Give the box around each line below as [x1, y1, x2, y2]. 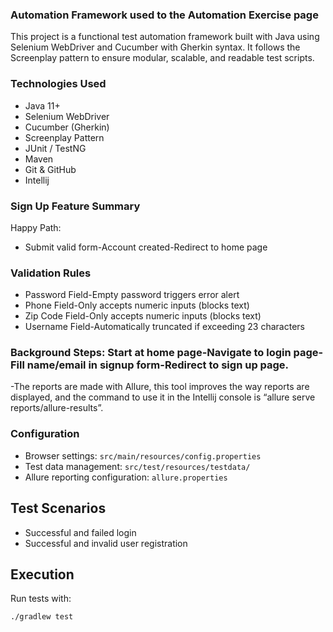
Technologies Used [10, 77, 107, 91]
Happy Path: [10, 221, 62, 233]
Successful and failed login [24, 526, 137, 538]
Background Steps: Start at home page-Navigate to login [10, 346, 292, 360]
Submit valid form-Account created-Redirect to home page [24, 241, 268, 253]
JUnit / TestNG [24, 142, 87, 154]
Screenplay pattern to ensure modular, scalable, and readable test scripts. [10, 52, 315, 64]
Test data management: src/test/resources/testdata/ [24, 460, 251, 472]
